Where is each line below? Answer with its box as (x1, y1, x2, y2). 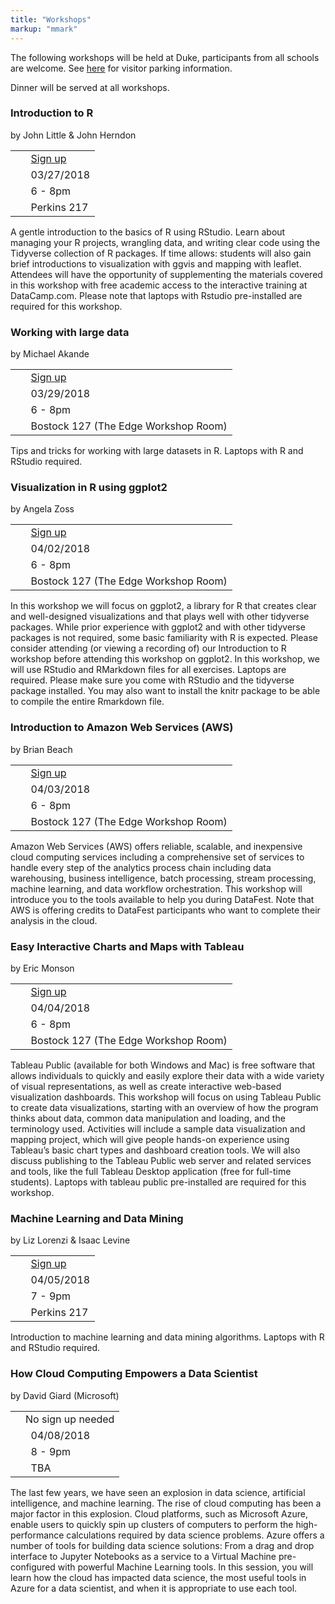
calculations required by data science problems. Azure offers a (66, 1529, 325, 1541)
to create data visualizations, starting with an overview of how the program (10, 1101, 319, 1113)
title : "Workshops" (10, 14, 92, 25)
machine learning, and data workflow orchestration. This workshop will (10, 882, 303, 895)
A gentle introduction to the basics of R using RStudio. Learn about (10, 226, 286, 238)
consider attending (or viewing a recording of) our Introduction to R (10, 642, 287, 655)
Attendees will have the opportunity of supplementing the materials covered (10, 268, 323, 280)
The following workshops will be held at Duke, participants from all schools (10, 51, 320, 63)
